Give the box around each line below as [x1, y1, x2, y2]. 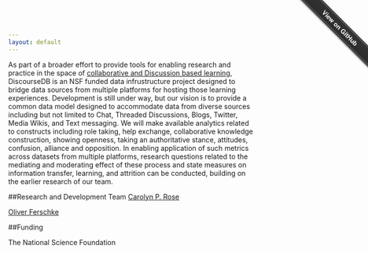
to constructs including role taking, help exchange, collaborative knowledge [8, 126, 254, 136]
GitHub [337, 26, 361, 49]
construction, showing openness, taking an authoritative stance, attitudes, [8, 134, 248, 145]
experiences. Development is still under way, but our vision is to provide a [8, 93, 247, 102]
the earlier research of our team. [8, 177, 114, 186]
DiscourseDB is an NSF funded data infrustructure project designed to [8, 76, 236, 86]
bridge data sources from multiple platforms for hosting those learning [8, 85, 236, 94]
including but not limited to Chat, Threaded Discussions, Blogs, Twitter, [8, 110, 238, 119]
